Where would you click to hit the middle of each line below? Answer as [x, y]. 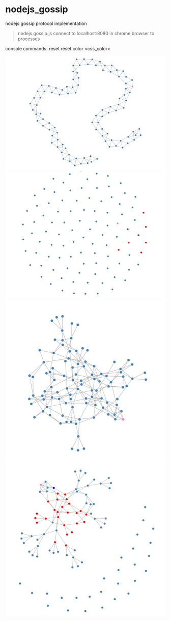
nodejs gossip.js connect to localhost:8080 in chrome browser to [86, 33]
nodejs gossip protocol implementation [46, 23]
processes [29, 39]
